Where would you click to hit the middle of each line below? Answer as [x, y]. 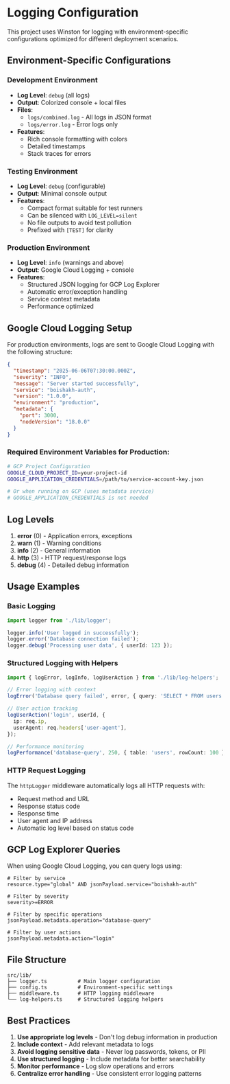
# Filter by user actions [44, 933]
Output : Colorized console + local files [72, 102]
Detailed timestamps [56, 146]
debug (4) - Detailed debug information [73, 565]
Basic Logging [31, 606]
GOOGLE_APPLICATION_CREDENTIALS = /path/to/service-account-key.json [105, 479]
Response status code [49, 806]
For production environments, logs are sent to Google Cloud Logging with [111, 345]
